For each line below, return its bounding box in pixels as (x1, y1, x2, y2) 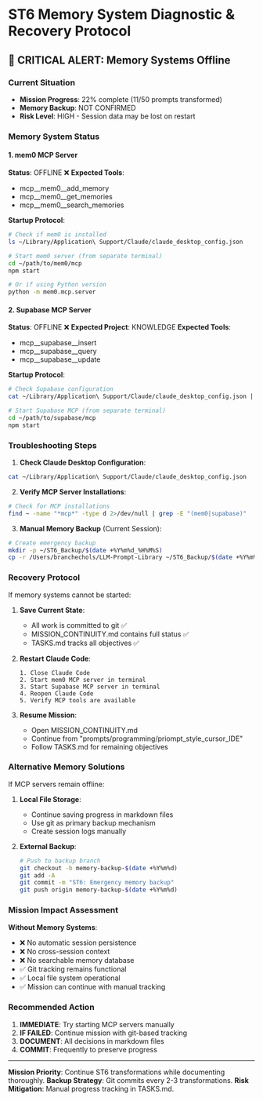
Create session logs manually (31, 826, 127, 836)
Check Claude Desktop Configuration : (19, 458, 146, 467)
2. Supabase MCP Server (8, 304, 92, 315)
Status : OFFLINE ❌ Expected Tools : (8, 168, 125, 177)
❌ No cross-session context (19, 946, 110, 956)
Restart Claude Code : (19, 654, 92, 663)
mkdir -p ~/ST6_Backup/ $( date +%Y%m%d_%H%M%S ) (8, 546, 163, 554)
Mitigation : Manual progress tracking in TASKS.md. (8, 1084, 175, 1093)
